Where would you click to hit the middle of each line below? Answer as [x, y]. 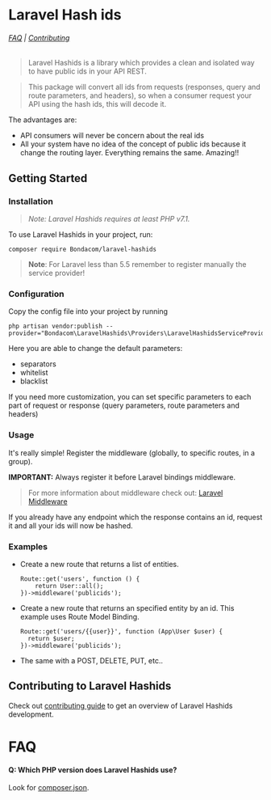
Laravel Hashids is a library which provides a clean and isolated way [142, 63]
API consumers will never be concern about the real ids [112, 136]
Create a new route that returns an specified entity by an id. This [127, 607]
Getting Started [48, 178]
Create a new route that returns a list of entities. [99, 564]
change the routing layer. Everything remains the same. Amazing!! [129, 153]
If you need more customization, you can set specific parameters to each [130, 397]
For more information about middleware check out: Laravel [125, 493]
